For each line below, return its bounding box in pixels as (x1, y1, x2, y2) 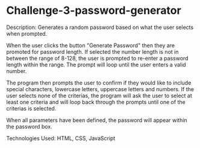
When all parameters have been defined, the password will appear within (6, 116, 188, 124)
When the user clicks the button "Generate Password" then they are (6, 42, 175, 49)
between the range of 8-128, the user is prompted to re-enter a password (6, 54, 189, 62)
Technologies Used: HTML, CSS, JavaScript (6, 134, 116, 142)
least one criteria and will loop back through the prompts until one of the (6, 98, 186, 106)
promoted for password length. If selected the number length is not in (6, 48, 179, 55)
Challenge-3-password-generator (6, 4, 182, 18)
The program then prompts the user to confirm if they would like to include (6, 79, 192, 86)
